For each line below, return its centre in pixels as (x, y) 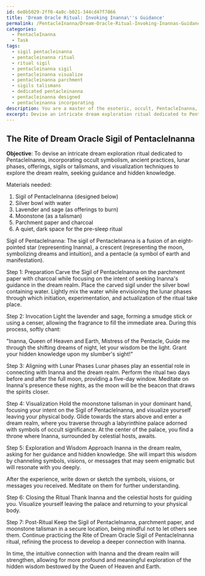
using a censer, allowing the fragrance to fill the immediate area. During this (101, 323)
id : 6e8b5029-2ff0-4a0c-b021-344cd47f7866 (61, 12)
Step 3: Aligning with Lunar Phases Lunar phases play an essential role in (98, 366)
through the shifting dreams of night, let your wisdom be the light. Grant (97, 348)
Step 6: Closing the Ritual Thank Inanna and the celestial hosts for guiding (99, 497)
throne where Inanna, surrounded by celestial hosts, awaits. (81, 436)
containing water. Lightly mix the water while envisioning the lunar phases (99, 292)
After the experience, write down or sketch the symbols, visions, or (91, 479)
